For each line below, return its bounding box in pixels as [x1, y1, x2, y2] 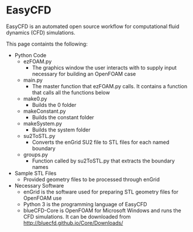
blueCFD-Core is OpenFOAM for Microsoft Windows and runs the [23, 207, 181, 214]
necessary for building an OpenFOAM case [32, 70, 136, 77]
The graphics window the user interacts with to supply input [32, 64, 177, 71]
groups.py [23, 151, 49, 158]
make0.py [23, 95, 47, 102]
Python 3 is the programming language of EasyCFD [23, 200, 147, 207]
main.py [23, 77, 43, 84]
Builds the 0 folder [32, 101, 77, 108]
